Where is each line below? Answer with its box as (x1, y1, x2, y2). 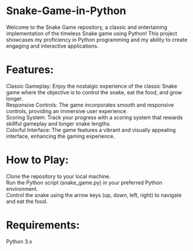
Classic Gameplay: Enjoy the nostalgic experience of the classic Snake (6, 82, 178, 90)
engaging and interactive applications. (6, 42, 99, 49)
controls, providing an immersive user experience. (6, 107, 128, 114)
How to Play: (6, 153, 69, 167)
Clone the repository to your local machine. (6, 173, 111, 180)
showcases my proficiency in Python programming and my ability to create (6, 36, 188, 43)
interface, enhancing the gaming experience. (6, 133, 115, 140)
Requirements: (6, 219, 80, 232)
